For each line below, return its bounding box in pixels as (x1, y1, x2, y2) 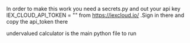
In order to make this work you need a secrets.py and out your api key (6, 5, 181, 12)
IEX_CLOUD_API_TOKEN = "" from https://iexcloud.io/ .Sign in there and (6, 12, 185, 19)
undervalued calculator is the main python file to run (6, 30, 137, 37)
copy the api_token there (6, 18, 68, 25)
